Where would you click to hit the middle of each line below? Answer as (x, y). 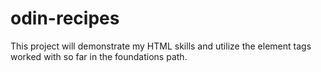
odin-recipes (65, 18)
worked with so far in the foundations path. (99, 56)
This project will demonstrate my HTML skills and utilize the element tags (161, 46)
